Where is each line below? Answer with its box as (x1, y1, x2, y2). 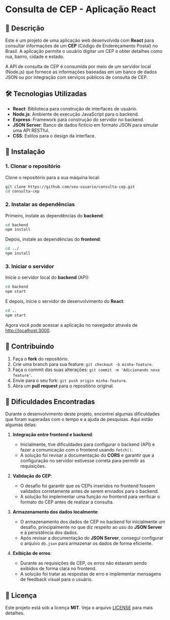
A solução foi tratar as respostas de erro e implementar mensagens (20, 571, 161, 577)
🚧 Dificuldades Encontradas (5, 398, 95, 406)
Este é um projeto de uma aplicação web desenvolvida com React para (5, 37, 154, 43)
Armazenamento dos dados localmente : (12, 509, 99, 515)
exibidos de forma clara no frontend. (20, 566, 97, 572)
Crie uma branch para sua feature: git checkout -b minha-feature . (12, 361, 153, 367)
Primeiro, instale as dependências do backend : (5, 212, 104, 218)
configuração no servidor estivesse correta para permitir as (20, 458, 145, 464)
